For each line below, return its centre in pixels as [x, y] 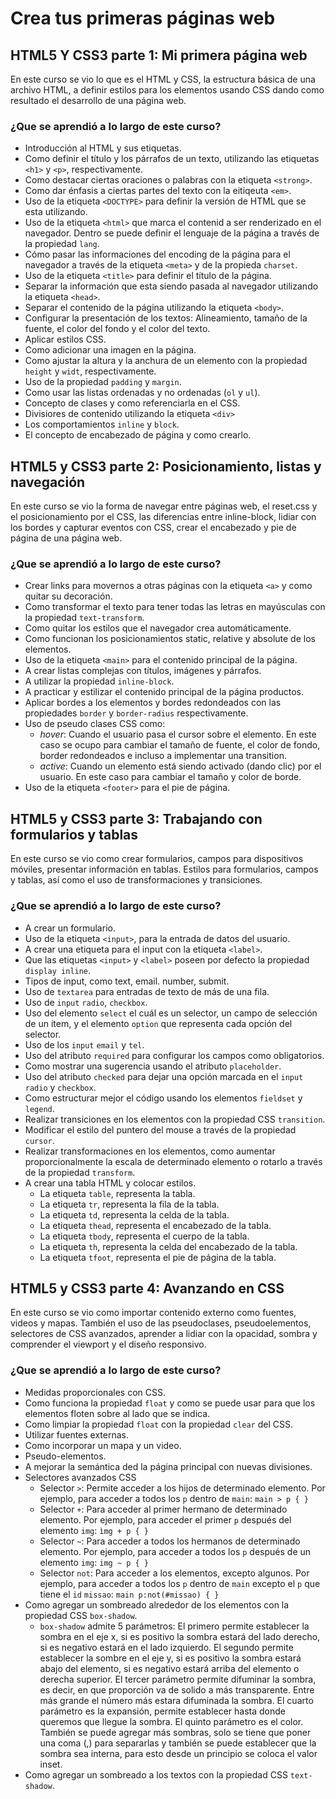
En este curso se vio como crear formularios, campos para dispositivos [157, 859]
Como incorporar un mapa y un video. [103, 1445]
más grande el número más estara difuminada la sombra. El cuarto [176, 1700]
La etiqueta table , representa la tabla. [117, 1193]
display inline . [58, 970]
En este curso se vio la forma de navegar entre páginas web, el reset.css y [164, 506]
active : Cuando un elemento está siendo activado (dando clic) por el [180, 766]
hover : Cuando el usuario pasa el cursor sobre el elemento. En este [178, 734]
